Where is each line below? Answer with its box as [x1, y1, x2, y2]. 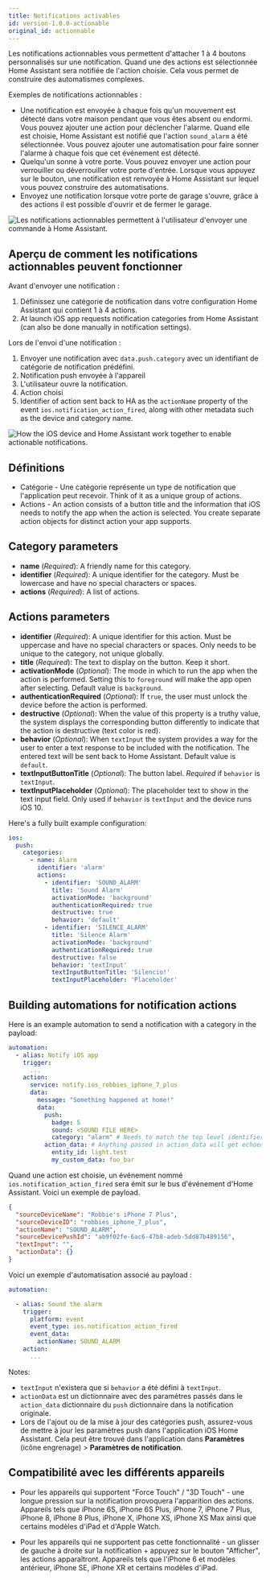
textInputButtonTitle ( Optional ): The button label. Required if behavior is [19, 768, 260, 778]
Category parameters [8, 540, 119, 554]
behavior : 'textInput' [51, 961, 128, 969]
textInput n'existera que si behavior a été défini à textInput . [19, 1382, 221, 1392]
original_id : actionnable [8, 27, 95, 35]
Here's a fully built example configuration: [8, 818, 147, 827]
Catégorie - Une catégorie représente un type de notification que [19, 482, 236, 492]
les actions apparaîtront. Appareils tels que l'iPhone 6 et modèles [19, 1554, 235, 1564]
